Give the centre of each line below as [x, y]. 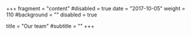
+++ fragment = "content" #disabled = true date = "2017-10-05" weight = [96, 8]
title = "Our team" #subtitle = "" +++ [50, 26]
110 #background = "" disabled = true [52, 15]
